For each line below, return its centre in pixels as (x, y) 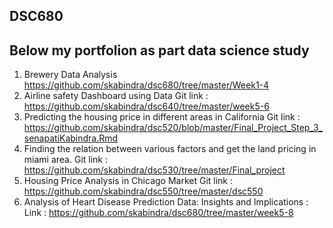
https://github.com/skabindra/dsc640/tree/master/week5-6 (146, 106)
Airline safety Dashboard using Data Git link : (116, 96)
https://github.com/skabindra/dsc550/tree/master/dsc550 (143, 191)
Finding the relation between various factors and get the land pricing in (170, 149)
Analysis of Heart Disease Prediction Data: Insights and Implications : (166, 202)
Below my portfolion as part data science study (159, 50)
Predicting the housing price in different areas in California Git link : (162, 117)
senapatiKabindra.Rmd (71, 138)
